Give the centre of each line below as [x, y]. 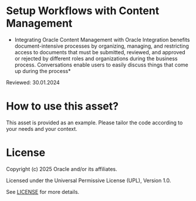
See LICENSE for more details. [43, 192]
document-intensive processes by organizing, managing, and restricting [102, 46]
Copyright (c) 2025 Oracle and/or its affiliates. [62, 169]
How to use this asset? [62, 106]
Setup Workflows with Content [83, 11]
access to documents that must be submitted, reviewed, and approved [100, 52]
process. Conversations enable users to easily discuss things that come [102, 65]
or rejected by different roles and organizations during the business [96, 58]
